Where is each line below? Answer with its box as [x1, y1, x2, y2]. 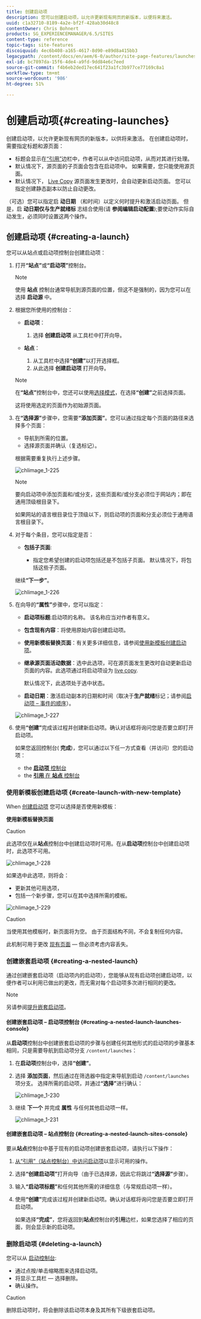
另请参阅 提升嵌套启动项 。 [6, 1004, 69, 1011]
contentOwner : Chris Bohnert [6, 25, 79, 32]
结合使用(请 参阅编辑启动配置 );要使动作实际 [82, 205, 190, 212]
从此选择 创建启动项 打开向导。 [32, 364, 109, 372]
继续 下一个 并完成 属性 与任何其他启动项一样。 [14, 1104, 132, 1111]
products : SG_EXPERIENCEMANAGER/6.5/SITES [6, 31, 114, 37]
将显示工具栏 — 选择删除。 [14, 1275, 81, 1282]
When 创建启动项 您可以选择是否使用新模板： [6, 803, 118, 810]
